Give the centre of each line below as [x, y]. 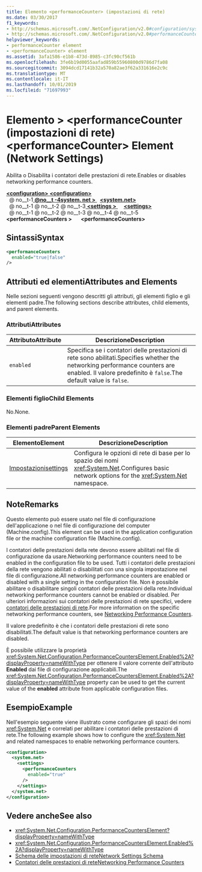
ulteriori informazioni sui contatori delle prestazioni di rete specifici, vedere [99, 601]
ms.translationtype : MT [36, 74]
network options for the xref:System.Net [130, 475]
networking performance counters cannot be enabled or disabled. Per [93, 595]
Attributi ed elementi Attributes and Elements [92, 282]
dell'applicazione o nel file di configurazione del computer [78, 525]
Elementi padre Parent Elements [53, 427]
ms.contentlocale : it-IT [37, 79]
